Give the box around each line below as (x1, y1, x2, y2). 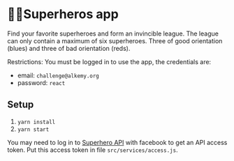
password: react (17, 78, 66, 86)
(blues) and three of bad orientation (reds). (7, 44, 131, 52)
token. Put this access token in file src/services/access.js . (7, 146, 178, 154)
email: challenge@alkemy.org (17, 71, 100, 79)
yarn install (17, 118, 56, 125)
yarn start (17, 125, 50, 133)
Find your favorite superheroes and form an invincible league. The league (7, 29, 219, 38)
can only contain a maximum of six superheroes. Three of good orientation (7, 36, 223, 45)
